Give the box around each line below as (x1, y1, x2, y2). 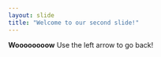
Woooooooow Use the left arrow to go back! (8, 40, 154, 49)
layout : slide (8, 11, 55, 20)
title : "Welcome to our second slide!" (8, 19, 140, 27)
